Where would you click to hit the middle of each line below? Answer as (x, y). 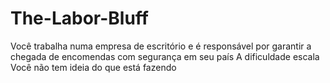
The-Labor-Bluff (79, 18)
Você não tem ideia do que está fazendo (93, 67)
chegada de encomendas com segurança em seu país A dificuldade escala (165, 56)
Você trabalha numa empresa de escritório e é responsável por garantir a (161, 46)
